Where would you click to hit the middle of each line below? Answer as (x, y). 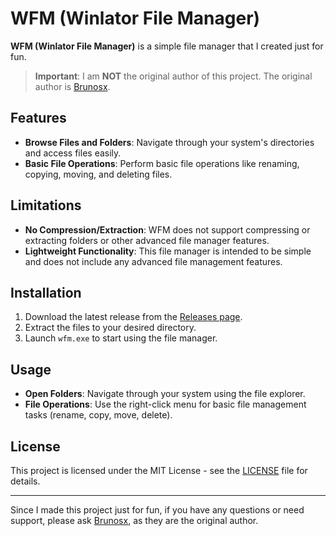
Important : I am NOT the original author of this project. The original (173, 76)
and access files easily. (73, 153)
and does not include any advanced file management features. (153, 261)
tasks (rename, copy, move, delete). (98, 415)
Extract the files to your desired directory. (110, 328)
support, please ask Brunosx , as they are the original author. (134, 520)
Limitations (46, 205)
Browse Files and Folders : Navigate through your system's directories (169, 142)
